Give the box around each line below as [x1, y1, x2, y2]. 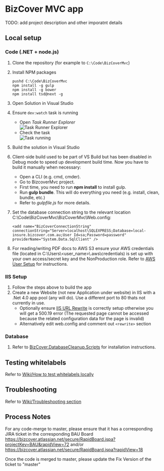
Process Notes [5, 413, 51, 421]
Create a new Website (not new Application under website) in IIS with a [12, 289, 156, 295]
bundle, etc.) [19, 195, 46, 200]
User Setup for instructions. [12, 261, 69, 267]
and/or [70, 441, 84, 447]
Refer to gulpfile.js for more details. [19, 199, 91, 205]
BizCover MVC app [5, 3, 84, 15]
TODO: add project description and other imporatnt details [5, 20, 122, 25]
